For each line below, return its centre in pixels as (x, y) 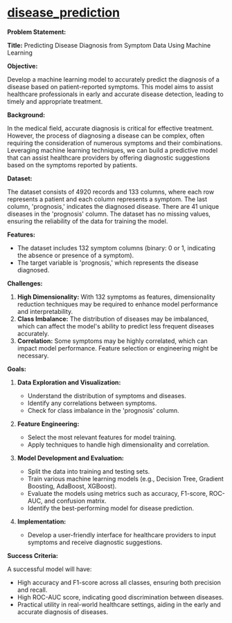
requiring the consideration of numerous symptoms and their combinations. (115, 142)
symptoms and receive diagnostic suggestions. (95, 542)
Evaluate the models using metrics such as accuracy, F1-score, (117, 493)
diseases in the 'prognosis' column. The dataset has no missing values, (109, 214)
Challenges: (25, 283)
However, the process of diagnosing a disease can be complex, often (106, 136)
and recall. (32, 590)
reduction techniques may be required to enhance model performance (117, 304)
